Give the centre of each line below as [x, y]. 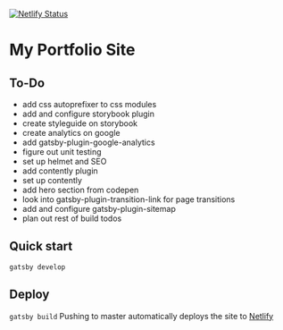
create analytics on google [71, 133]
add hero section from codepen [80, 190]
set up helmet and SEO [64, 161]
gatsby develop [37, 267]
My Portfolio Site [72, 50]
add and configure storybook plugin [88, 114]
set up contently [52, 180]
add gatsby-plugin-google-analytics [88, 142]
